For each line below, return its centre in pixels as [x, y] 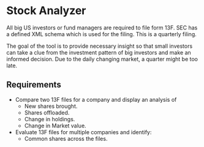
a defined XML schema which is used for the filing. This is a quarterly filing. [102, 34]
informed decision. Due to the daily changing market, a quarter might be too [102, 59]
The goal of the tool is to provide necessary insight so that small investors [100, 46]
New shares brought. [51, 106]
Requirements [34, 85]
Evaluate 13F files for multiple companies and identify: [83, 132]
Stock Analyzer [46, 11]
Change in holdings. [50, 119]
